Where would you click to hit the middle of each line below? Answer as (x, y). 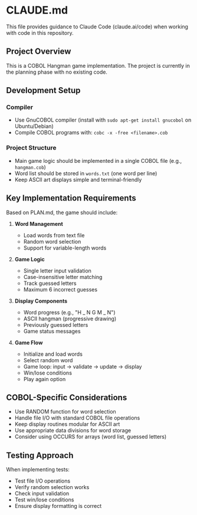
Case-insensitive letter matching (63, 277)
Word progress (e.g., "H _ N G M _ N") (69, 312)
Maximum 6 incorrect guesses (60, 289)
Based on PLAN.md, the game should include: (62, 212)
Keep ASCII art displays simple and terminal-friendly (78, 179)
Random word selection (52, 241)
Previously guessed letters (56, 324)
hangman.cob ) (30, 167)
